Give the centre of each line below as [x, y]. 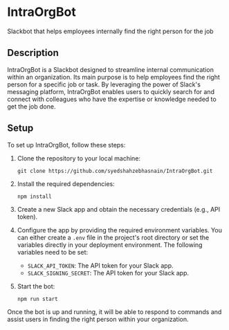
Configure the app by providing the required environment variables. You [120, 230]
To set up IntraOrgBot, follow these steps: [66, 145]
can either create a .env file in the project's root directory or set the [113, 237]
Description [33, 53]
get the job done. [31, 106]
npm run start [37, 299]
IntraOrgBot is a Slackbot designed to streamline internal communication [111, 69]
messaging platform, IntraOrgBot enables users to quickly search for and [111, 91]
